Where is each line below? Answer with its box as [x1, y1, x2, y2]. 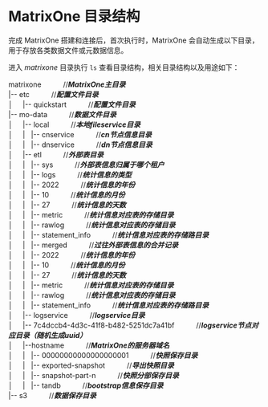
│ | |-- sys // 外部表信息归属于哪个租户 [8, 160, 164, 169]
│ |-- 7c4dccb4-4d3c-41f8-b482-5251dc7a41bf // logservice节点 [8, 320, 252, 330]
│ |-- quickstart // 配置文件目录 [8, 100, 136, 109]
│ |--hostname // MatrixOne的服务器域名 [8, 340, 170, 350]
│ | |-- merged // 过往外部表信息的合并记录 [8, 240, 179, 250]
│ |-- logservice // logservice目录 [8, 310, 146, 319]
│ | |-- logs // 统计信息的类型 [8, 169, 132, 179]
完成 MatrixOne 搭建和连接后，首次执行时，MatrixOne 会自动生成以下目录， [8, 35, 259, 45]
